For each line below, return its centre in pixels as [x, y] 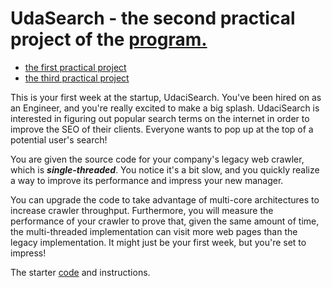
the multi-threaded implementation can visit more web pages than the [154, 231]
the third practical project [77, 78]
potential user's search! [59, 139]
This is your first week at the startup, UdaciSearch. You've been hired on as [166, 97]
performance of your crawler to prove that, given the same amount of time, [165, 221]
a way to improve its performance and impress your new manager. [147, 180]
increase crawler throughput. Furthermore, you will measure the [142, 210]
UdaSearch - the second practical [153, 18]
